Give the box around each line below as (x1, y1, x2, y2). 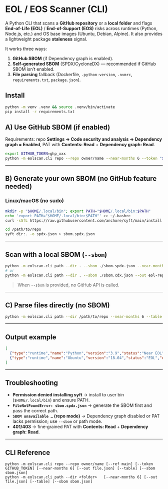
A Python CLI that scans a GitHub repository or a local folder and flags (5, 20, 152, 26)
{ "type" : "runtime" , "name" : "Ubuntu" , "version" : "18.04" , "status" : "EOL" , (9, 355, 160, 360)
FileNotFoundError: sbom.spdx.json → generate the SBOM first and (12, 402, 152, 408)
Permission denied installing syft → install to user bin (12, 392, 124, 398)
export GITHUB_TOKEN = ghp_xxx (5, 151, 66, 156)
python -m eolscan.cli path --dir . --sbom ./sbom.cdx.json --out (5, 273, 146, 278)
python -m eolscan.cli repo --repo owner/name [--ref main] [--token (5, 461, 153, 466)
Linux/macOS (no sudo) (5, 197, 64, 204)
